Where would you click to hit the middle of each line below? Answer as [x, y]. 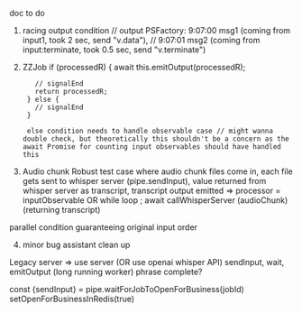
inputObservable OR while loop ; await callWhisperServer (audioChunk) [155, 200]
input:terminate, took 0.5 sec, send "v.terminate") [114, 50]
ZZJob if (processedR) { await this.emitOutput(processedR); [134, 67]
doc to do [27, 13]
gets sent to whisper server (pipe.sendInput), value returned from [144, 181]
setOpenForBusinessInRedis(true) [72, 299]
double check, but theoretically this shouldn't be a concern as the [156, 139]
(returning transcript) [61, 210]
